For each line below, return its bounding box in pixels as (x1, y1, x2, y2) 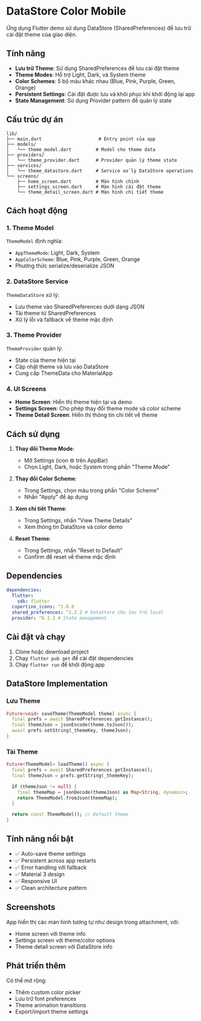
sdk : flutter (17, 598, 50, 604)
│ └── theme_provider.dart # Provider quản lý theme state (6, 157, 177, 163)
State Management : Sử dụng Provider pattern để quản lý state (15, 97, 172, 104)
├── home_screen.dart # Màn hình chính (17, 178, 139, 185)
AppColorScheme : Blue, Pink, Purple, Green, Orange (15, 256, 140, 263)
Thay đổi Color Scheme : (15, 475, 77, 482)
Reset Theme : (15, 534, 51, 542)
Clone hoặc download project (15, 648, 89, 655)
